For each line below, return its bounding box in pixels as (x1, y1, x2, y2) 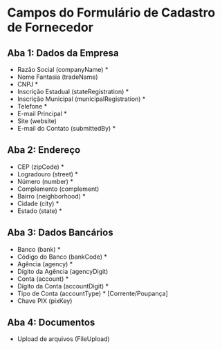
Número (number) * (17, 177, 74, 185)
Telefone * (17, 102, 48, 110)
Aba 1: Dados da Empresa (7, 47, 119, 59)
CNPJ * (17, 80, 39, 88)
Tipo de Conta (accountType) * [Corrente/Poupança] (17, 289, 168, 297)
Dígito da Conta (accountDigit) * (17, 282, 109, 290)
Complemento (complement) (17, 185, 100, 193)
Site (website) (17, 117, 57, 125)
